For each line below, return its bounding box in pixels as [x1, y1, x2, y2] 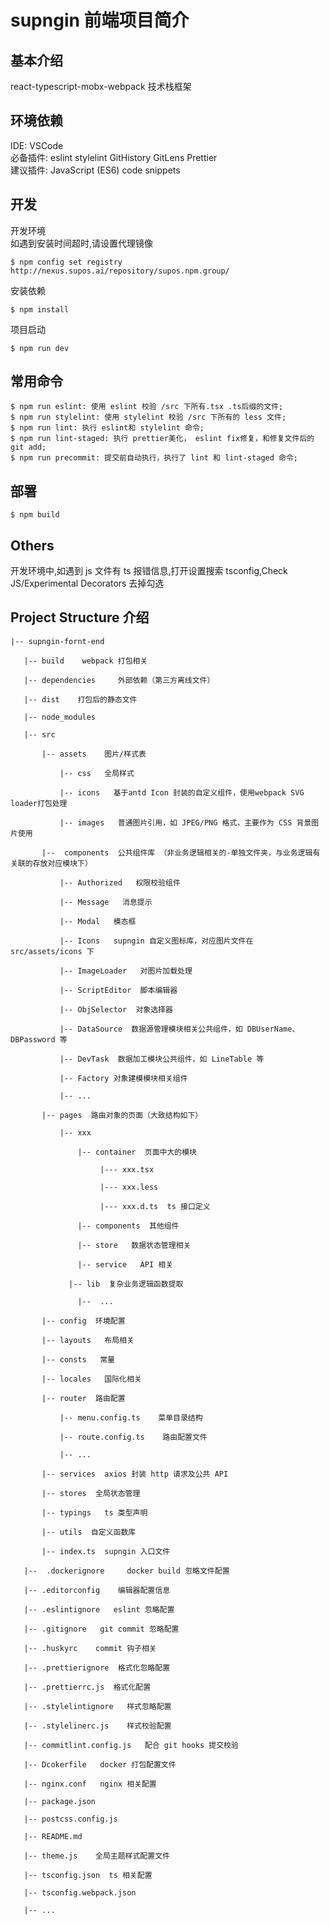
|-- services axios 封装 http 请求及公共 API [41, 1469, 229, 1479]
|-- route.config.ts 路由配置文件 [59, 1432, 208, 1442]
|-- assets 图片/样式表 [41, 749, 147, 759]
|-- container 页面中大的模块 [77, 1147, 197, 1157]
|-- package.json [23, 1796, 97, 1806]
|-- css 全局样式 [59, 768, 135, 778]
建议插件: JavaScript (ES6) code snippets [10, 164, 181, 176]
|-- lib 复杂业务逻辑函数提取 [68, 1279, 184, 1289]
